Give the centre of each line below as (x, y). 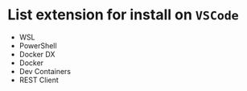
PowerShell (38, 45)
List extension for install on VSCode (123, 15)
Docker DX (37, 54)
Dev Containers (45, 71)
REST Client (39, 80)
